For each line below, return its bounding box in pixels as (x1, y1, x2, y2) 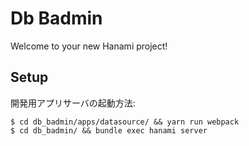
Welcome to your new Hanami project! (10, 40, 168, 52)
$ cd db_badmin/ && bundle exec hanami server (10, 125, 208, 136)
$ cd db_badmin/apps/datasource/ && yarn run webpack (10, 117, 240, 127)
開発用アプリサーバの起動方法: (10, 97, 136, 109)
